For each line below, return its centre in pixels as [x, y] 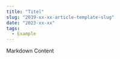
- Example [24, 34]
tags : [13, 28]
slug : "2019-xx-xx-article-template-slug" [60, 17]
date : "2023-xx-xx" [31, 23]
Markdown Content [30, 51]
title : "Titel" [25, 12]
